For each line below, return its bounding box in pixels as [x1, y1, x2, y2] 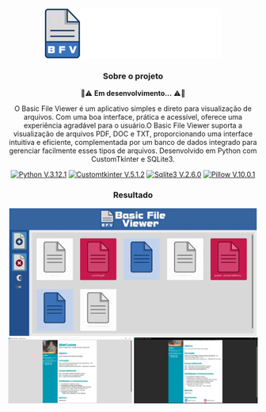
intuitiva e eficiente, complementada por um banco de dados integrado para [9, 138, 257, 147]
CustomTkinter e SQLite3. [90, 154, 176, 164]
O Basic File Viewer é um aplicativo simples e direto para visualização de [14, 104, 252, 113]
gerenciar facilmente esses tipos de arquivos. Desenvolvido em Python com [9, 146, 257, 155]
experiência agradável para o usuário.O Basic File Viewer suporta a [23, 120, 243, 131]
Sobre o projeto [102, 71, 164, 82]
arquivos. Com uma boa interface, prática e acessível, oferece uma [23, 113, 243, 122]
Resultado [112, 189, 154, 200]
